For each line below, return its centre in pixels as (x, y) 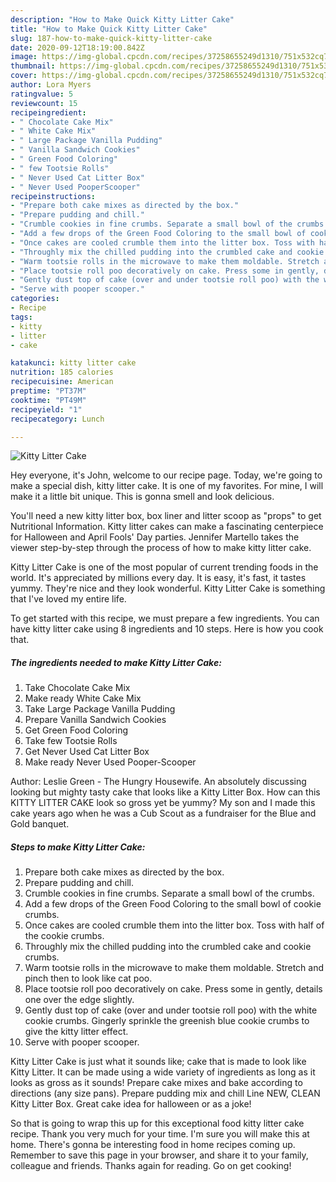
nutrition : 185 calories (62, 372)
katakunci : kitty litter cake (73, 363)
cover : (24, 76)
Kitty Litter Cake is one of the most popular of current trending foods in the (164, 567)
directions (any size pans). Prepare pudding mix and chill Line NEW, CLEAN (165, 1093)
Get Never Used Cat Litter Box (87, 752)
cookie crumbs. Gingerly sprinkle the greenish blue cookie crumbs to (167, 1021)
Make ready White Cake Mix (83, 698)
